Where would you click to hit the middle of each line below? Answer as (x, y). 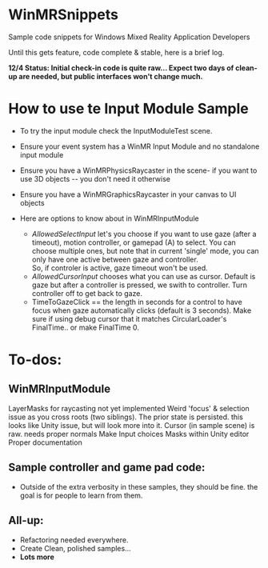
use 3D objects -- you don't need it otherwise (95, 178)
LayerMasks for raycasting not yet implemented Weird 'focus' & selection (129, 408)
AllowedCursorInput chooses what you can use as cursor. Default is (144, 276)
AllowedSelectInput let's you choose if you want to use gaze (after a (144, 234)
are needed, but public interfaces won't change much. (111, 76)
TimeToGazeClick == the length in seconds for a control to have (137, 302)
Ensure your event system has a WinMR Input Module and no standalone (140, 146)
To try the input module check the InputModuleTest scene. (116, 130)
